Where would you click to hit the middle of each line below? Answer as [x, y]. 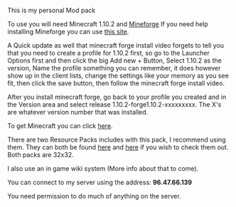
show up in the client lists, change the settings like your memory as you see [118, 75]
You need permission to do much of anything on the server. [94, 196]
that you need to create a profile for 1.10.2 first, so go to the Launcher [108, 53]
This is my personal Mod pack [52, 10]
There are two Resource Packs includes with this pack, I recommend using [117, 139]
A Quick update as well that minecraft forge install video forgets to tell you [116, 45]
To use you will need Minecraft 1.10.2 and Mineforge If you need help [108, 24]
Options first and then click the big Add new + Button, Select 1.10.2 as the [114, 60]
